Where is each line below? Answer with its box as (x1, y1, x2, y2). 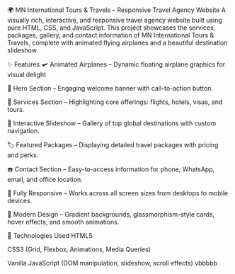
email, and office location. (7, 176, 83, 183)
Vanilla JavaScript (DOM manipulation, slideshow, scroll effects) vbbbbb (7, 259, 218, 267)
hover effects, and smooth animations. (7, 218, 120, 226)
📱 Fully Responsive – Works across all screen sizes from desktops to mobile (7, 189, 229, 197)
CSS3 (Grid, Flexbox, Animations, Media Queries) (7, 245, 151, 253)
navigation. (7, 127, 40, 135)
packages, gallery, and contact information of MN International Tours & (7, 31, 214, 39)
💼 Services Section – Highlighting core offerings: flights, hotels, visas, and (7, 98, 223, 106)
